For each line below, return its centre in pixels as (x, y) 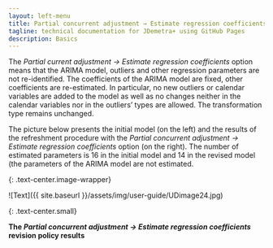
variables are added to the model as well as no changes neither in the (125, 96)
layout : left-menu (39, 16)
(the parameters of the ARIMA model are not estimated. (101, 164)
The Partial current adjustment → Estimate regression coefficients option (131, 62)
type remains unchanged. (52, 114)
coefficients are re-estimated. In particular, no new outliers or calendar (127, 88)
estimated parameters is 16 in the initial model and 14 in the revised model (132, 155)
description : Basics (43, 39)
